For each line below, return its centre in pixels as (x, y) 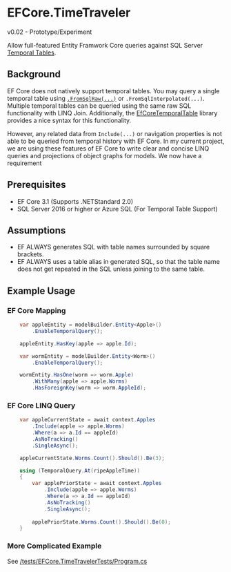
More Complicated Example (54, 546)
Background (34, 74)
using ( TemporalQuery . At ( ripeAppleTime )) (80, 470)
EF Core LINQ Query (41, 406)
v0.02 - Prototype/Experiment (50, 32)
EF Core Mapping (37, 310)
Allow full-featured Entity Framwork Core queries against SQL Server (105, 45)
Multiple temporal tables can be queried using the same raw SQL (99, 106)
